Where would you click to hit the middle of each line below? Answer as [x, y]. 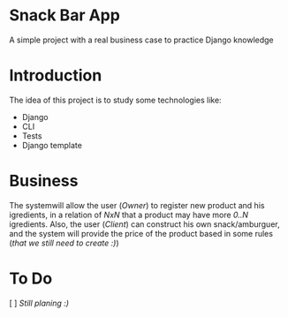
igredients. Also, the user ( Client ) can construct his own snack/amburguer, [144, 224]
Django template [52, 145]
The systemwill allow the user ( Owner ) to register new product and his [137, 205]
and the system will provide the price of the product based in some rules [141, 233]
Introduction [56, 75]
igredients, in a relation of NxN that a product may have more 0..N [129, 215]
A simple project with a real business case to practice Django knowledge [141, 40]
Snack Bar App [65, 15]
